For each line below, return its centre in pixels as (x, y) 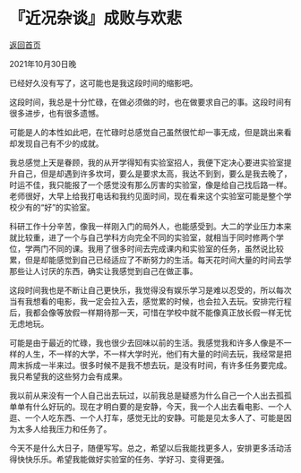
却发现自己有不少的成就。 (56, 143)
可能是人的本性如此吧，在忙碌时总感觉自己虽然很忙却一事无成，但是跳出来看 (150, 132)
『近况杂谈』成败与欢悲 (96, 18)
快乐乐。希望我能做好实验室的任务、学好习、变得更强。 (127, 459)
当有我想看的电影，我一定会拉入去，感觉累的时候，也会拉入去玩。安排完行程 (150, 301)
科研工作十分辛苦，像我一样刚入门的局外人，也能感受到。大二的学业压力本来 (150, 226)
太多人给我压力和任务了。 (64, 429)
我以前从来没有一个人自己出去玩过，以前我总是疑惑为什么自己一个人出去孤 (146, 395)
